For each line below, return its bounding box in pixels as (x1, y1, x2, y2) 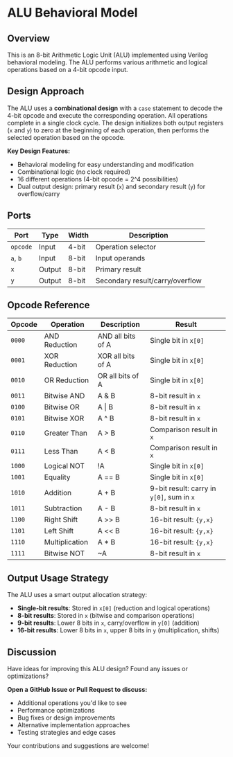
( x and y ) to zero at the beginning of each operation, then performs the (7, 126, 209, 134)
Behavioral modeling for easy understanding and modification (17, 160, 194, 168)
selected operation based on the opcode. (7, 133, 126, 141)
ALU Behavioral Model (7, 5, 138, 21)
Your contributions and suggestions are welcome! (7, 742, 149, 750)
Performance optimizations (17, 706, 95, 715)
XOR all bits (97, 351, 135, 361)
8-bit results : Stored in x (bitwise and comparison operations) (17, 612, 196, 620)
